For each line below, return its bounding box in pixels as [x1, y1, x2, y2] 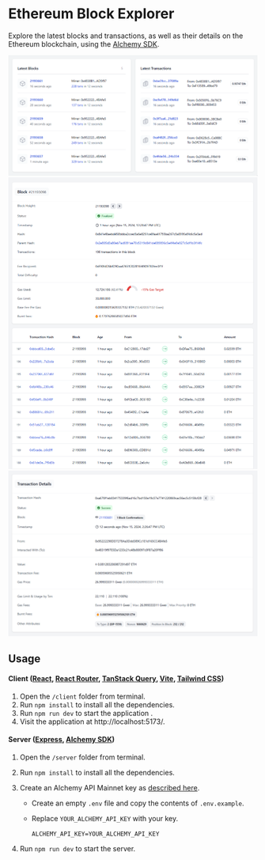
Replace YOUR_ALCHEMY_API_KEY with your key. [31, 814, 179, 823]
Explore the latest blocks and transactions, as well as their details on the [8, 31, 244, 40]
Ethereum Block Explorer [8, 5, 175, 23]
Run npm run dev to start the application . [19, 708, 153, 718]
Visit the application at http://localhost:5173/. [19, 717, 165, 726]
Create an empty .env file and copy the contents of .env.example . [31, 798, 244, 808]
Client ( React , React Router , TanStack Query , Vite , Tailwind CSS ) [8, 674, 224, 684]
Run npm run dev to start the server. [19, 844, 136, 853]
